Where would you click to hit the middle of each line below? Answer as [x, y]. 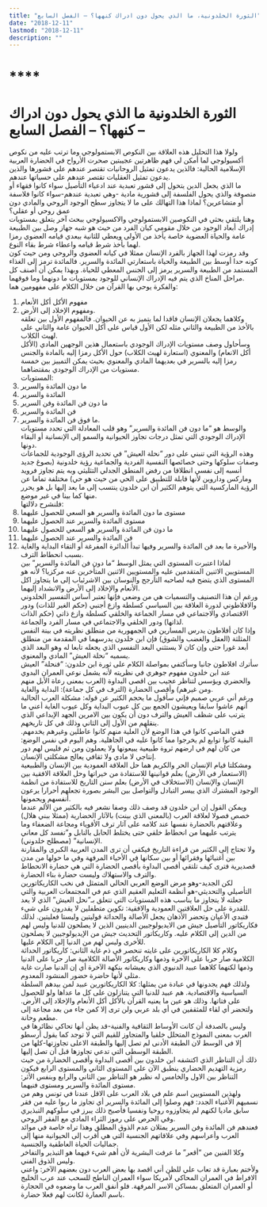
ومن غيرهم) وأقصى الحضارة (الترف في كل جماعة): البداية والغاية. [116, 689]
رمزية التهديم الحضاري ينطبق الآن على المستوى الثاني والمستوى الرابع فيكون [133, 1068]
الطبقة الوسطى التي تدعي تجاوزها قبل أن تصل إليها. [97, 1052]
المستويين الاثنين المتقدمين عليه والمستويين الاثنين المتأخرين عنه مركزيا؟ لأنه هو [137, 571]
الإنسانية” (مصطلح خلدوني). [61, 841]
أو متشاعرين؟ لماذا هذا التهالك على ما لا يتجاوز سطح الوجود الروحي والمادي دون [126, 202]
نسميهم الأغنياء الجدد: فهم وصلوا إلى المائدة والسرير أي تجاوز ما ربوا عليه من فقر [139, 1102]
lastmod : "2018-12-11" [46, 30]
